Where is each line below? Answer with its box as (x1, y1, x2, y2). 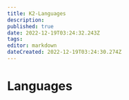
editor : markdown (7, 42, 57, 49)
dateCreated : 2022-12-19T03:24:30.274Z (7, 49, 122, 56)
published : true (7, 23, 54, 30)
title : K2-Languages (7, 10, 67, 17)
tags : (7, 36, 23, 43)
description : (7, 17, 45, 23)
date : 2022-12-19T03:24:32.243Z (7, 29, 100, 37)
